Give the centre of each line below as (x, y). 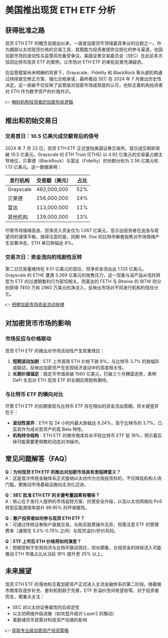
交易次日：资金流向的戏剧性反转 (44, 257)
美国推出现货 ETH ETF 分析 (60, 10)
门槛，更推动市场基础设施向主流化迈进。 (47, 484)
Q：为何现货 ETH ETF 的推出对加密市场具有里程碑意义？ (63, 472)
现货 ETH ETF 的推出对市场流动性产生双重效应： (55, 350)
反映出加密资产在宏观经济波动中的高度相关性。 (78, 367)
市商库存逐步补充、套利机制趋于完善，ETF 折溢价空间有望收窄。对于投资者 (82, 590)
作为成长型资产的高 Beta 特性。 (53, 429)
